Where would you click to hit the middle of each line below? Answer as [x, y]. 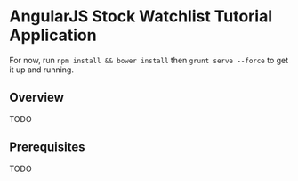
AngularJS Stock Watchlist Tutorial [141, 16]
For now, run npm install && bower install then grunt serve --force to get [149, 60]
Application [53, 35]
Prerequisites [47, 148]
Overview [37, 98]
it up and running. [41, 70]
